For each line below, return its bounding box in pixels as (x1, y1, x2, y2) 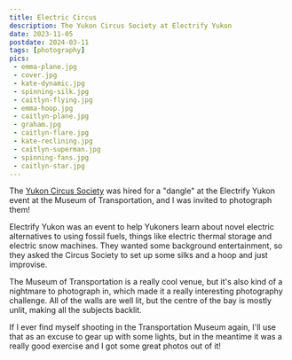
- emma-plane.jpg (12, 63, 77, 72)
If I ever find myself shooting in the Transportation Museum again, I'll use (9, 322, 277, 333)
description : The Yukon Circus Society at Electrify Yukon (9, 21, 233, 30)
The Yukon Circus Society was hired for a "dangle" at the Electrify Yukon (9, 185, 276, 196)
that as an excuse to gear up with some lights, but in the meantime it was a (9, 332, 282, 342)
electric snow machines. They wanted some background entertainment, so (9, 240, 283, 251)
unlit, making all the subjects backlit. (9, 305, 142, 316)
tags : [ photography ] (9, 46, 86, 55)
